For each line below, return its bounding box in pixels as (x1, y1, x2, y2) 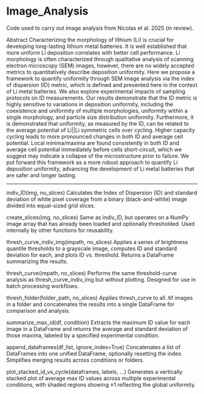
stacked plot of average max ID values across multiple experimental (6, 375, 176, 382)
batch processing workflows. (6, 282, 79, 290)
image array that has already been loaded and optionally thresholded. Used (6, 220, 195, 227)
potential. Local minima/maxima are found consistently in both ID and (6, 139, 180, 146)
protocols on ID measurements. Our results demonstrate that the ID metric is (6, 94, 197, 101)
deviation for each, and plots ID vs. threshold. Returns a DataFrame (6, 251, 174, 259)
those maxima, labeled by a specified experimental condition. (6, 331, 160, 339)
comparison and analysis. (6, 307, 71, 314)
